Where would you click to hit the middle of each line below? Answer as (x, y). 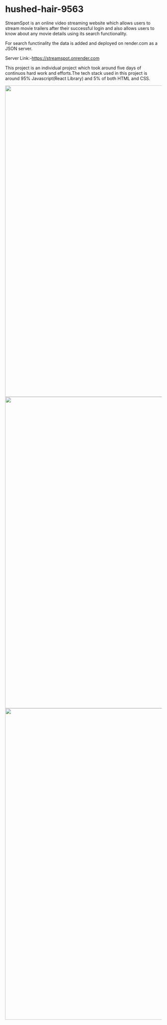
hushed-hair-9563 (44, 9)
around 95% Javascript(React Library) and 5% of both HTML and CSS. (78, 78)
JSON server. (19, 48)
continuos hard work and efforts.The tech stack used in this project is (76, 73)
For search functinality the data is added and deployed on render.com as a (82, 43)
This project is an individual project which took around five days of (73, 68)
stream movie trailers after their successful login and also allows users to (80, 28)
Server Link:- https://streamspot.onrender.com (52, 58)
